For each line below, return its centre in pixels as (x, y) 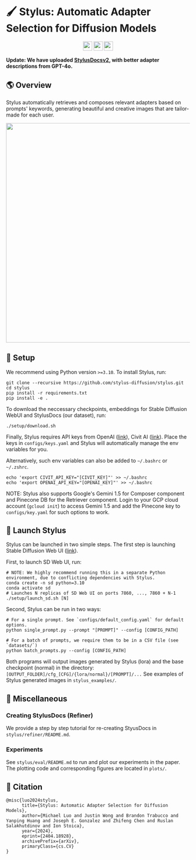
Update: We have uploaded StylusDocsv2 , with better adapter (83, 60)
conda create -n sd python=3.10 (45, 583)
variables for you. (27, 449)
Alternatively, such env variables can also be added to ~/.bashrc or (87, 460)
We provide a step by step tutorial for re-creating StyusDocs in (81, 728)
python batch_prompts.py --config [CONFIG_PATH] (66, 651)
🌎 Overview (29, 85)
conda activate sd (28, 588)
